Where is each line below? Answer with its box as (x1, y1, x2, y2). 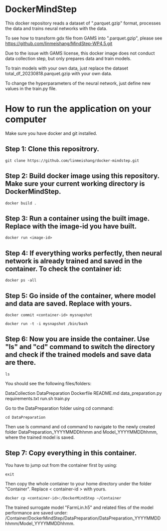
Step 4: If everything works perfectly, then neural (5, 249, 162, 257)
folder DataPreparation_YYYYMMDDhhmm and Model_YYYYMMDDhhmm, (5, 429, 158, 435)
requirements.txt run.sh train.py (5, 395, 70, 401)
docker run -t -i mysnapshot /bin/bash (5, 321, 88, 326)
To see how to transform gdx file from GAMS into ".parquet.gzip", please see (5, 35, 163, 41)
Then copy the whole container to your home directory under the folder (5, 480, 152, 486)
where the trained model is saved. (5, 434, 75, 440)
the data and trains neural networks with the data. (5, 25, 108, 31)
